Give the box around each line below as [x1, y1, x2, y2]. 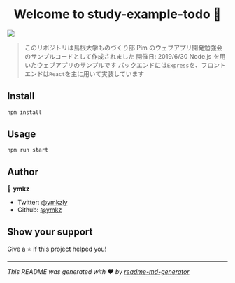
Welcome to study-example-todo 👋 [13, 6, 222, 22]
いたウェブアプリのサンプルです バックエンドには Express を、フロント [24, 61, 226, 69]
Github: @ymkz [17, 205, 62, 214]
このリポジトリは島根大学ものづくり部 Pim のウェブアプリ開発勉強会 [24, 43, 223, 52]
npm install [7, 108, 42, 116]
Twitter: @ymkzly [17, 198, 68, 207]
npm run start [7, 147, 49, 154]
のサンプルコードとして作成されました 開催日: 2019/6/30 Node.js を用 [24, 52, 226, 60]
